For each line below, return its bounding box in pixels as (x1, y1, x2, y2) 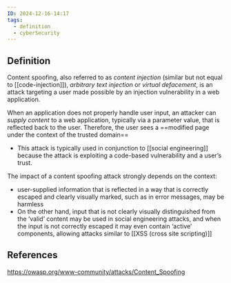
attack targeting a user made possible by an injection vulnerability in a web (7, 88, 220, 97)
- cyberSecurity (13, 29, 60, 37)
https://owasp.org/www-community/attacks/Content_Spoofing (7, 267, 185, 276)
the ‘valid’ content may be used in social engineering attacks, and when (17, 215, 221, 223)
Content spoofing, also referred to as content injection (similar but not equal (7, 73, 223, 81)
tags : (7, 17, 23, 23)
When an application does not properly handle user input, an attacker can (7, 108, 217, 117)
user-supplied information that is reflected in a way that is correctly (17, 186, 209, 194)
